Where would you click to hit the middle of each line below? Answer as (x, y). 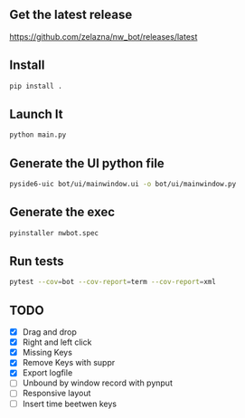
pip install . (36, 86)
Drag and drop (49, 332)
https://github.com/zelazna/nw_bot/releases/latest (104, 36)
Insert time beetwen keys (70, 404)
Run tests (37, 261)
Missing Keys (47, 353)
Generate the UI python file (87, 163)
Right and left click (57, 342)
